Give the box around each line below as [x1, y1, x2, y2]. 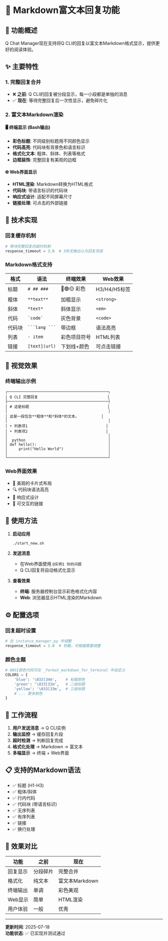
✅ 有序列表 [12, 813, 35, 819]
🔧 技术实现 [5, 216, 37, 224]
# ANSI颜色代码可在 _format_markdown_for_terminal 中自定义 [5, 668, 125, 673]
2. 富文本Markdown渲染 [5, 111, 63, 118]
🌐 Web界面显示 [5, 169, 37, 175]
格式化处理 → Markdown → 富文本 [12, 743, 83, 750]
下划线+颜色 [60, 343, 89, 350]
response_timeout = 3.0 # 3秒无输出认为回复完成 [5, 248, 103, 253]
